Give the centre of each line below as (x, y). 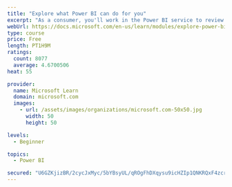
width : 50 (39, 116)
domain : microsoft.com (46, 97)
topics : (18, 154)
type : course (26, 33)
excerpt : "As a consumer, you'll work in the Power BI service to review (116, 20)
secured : (20, 173)
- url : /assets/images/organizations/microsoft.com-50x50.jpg (111, 110)
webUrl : (18, 26)
